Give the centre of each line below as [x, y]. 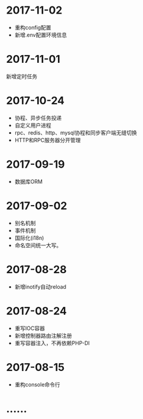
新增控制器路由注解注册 [43, 335]
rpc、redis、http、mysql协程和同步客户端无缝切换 [76, 132]
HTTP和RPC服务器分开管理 [48, 140]
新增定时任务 [22, 76]
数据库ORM [29, 181]
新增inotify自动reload [40, 287]
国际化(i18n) [29, 238]
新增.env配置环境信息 [40, 35]
